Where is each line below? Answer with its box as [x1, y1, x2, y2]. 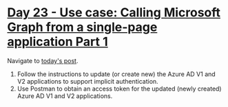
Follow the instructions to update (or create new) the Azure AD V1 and [17, 70, 216, 78]
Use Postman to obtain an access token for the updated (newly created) [17, 84, 222, 93]
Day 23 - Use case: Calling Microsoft [7, 5, 221, 21]
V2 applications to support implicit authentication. [17, 77, 158, 85]
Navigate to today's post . [7, 56, 79, 64]
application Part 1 [7, 34, 108, 49]
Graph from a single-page [7, 19, 158, 35]
